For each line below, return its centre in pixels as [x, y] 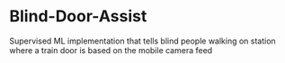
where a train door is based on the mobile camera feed [111, 50]
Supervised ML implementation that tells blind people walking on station [142, 41]
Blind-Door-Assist [78, 16]
